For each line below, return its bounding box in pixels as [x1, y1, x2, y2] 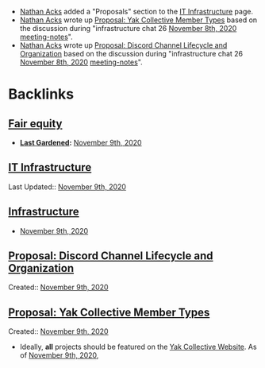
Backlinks [8, 85, 75, 103]
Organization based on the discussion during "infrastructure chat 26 [19, 49, 244, 58]
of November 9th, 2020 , [19, 351, 99, 360]
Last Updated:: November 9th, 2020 [8, 182, 127, 192]
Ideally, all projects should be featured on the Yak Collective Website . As [19, 342, 257, 352]
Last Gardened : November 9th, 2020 [19, 138, 142, 147]
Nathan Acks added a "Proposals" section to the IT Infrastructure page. [19, 7, 254, 16]
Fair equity [8, 117, 63, 130]
